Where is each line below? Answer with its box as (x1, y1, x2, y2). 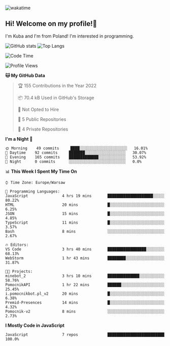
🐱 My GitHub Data (5, 72, 46, 78)
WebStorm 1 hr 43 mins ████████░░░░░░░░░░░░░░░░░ (5, 256, 165, 261)
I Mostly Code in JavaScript (5, 322, 65, 328)
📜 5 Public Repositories (17, 116, 66, 122)
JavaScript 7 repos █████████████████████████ (5, 332, 165, 337)
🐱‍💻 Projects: (5, 269, 33, 274)
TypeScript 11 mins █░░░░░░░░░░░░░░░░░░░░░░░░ (5, 220, 165, 225)
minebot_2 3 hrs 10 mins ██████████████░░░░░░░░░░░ (5, 273, 165, 278)
